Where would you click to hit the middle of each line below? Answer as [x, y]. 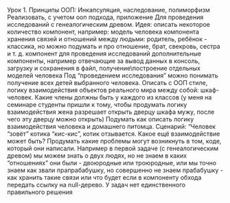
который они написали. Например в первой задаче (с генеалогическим [113, 148]
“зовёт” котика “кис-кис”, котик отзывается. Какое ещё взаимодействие [114, 134]
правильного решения [40, 192]
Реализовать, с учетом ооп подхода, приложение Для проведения [105, 17]
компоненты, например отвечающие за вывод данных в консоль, [104, 61]
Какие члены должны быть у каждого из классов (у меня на [123, 97]
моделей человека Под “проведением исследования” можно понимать [113, 75]
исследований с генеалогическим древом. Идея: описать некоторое [109, 24]
